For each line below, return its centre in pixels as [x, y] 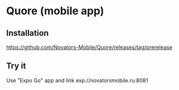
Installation [27, 33]
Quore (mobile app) [55, 11]
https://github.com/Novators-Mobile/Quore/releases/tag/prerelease [89, 47]
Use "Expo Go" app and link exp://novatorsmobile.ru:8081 [77, 80]
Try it [16, 66]
